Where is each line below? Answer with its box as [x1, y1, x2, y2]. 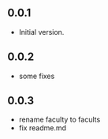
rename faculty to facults [18, 115, 101, 125]
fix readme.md [18, 123, 67, 133]
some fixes [18, 71, 55, 81]
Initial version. [18, 27, 65, 36]
